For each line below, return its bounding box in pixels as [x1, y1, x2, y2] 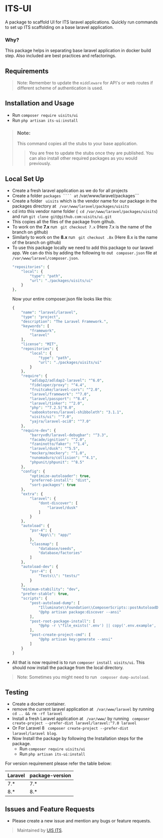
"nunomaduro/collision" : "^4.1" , [30, 455, 98, 461]
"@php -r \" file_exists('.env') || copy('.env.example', [38, 623, 157, 628]
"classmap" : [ [30, 542, 58, 546]
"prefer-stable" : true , [21, 591, 69, 596]
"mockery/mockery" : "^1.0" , [30, 451, 87, 456]
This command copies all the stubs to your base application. [17, 141, 138, 147]
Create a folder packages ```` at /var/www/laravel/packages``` [12, 192, 140, 198]
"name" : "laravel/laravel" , [21, 310, 78, 315]
